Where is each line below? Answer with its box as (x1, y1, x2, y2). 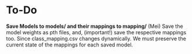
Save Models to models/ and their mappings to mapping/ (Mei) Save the (6, 23, 183, 30)
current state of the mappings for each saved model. (6, 41, 133, 48)
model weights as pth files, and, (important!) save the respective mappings (6, 28, 187, 35)
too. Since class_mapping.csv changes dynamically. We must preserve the (6, 35, 186, 42)
